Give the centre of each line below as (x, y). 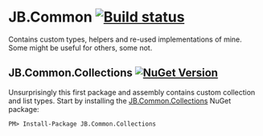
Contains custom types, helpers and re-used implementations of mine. (125, 39)
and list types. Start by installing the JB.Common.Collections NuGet (120, 101)
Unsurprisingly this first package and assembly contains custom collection (132, 92)
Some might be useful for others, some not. (80, 47)
